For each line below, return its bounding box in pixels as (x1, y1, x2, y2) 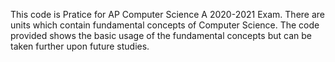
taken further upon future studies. (10, 40, 150, 52)
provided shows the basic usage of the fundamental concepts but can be (10, 30, 312, 41)
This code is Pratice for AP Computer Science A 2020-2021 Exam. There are (10, 9, 325, 20)
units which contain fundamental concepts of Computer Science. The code (10, 19, 320, 31)
